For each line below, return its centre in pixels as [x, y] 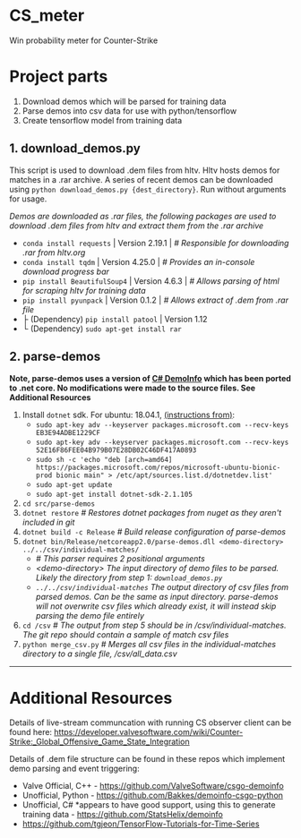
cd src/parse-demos [59, 504]
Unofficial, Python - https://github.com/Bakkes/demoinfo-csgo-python [153, 795]
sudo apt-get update [74, 484]
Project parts [59, 77]
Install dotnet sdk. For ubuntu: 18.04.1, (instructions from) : [129, 415]
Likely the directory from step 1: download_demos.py [129, 577]
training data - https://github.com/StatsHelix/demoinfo [123, 815]
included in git [48, 522]
